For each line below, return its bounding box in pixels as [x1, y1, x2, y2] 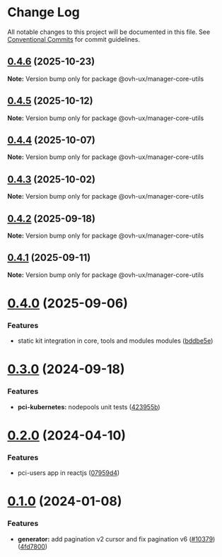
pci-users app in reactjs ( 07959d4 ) [17, 469, 120, 477]
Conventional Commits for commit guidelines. [7, 35, 140, 43]
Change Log [7, 4, 80, 20]
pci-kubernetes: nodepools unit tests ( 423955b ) [17, 402, 160, 411]
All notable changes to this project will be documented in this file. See [7, 28, 211, 36]
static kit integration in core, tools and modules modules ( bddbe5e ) [17, 336, 214, 345]
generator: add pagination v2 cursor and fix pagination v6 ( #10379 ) [17, 534, 216, 543]
